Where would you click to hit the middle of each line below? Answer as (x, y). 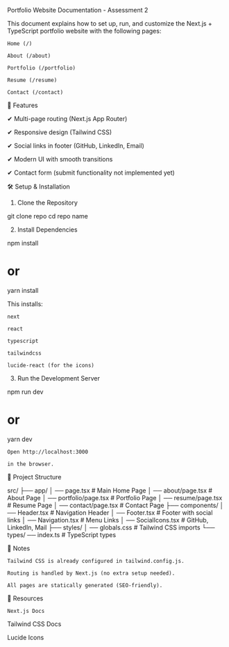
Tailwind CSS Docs (34, 624)
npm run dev (25, 392)
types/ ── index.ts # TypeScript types (62, 534)
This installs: (25, 304)
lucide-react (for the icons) (51, 365)
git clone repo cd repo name (48, 216)
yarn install (23, 290)
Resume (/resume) (32, 80)
